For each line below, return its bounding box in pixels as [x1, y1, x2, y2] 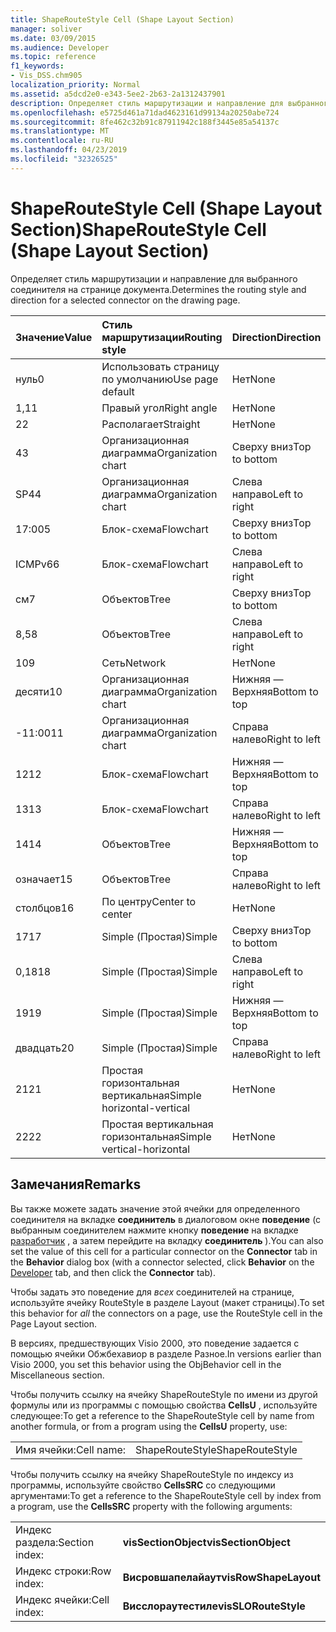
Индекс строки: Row [15, 1564, 112, 1578]
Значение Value [15, 330, 93, 344]
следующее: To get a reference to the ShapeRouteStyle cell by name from [10, 1409, 315, 1421]
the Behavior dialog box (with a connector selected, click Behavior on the [10, 1256, 315, 1268]
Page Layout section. [10, 1317, 98, 1330]
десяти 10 [15, 684, 63, 698]
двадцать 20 [15, 1041, 75, 1055]
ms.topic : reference [10, 52, 97, 62]
